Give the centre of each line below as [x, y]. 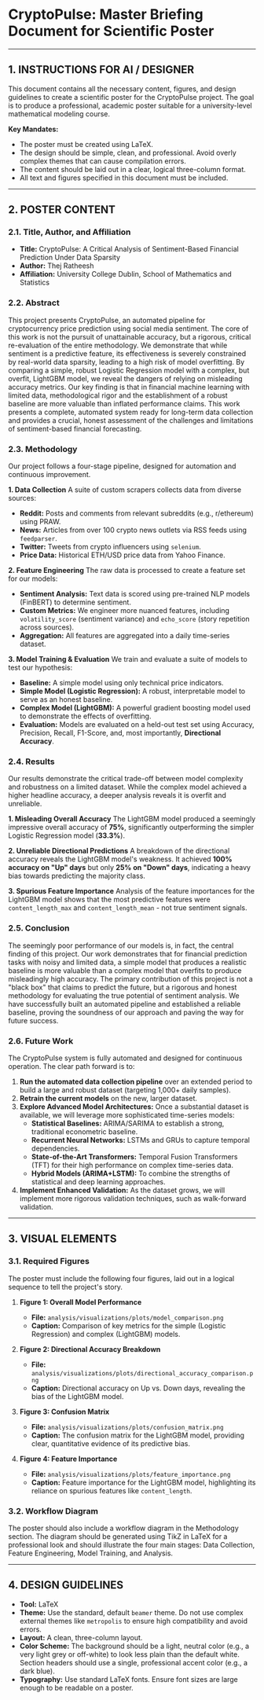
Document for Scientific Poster [111, 31]
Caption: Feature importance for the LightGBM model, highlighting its [143, 1482]
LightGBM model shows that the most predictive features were [109, 900]
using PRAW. [40, 522]
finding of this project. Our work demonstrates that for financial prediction [128, 953]
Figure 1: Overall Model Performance [81, 1302]
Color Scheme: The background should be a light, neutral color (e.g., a [134, 1646]
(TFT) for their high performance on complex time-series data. [132, 1165]
